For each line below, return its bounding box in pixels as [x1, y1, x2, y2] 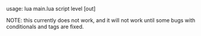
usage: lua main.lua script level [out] [6, 5, 96, 12]
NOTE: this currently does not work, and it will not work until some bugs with [6, 17, 196, 23]
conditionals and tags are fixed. [6, 23, 84, 30]
